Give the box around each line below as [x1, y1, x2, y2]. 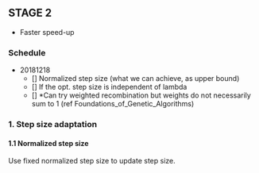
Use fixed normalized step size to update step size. [8, 156, 176, 166]
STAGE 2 [8, 6, 52, 20]
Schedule [8, 47, 46, 58]
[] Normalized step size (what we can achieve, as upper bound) [31, 74, 240, 83]
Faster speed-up [19, 27, 75, 37]
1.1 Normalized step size [8, 138, 89, 148]
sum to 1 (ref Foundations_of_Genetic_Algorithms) [31, 99, 195, 109]
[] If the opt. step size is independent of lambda [31, 83, 187, 92]
